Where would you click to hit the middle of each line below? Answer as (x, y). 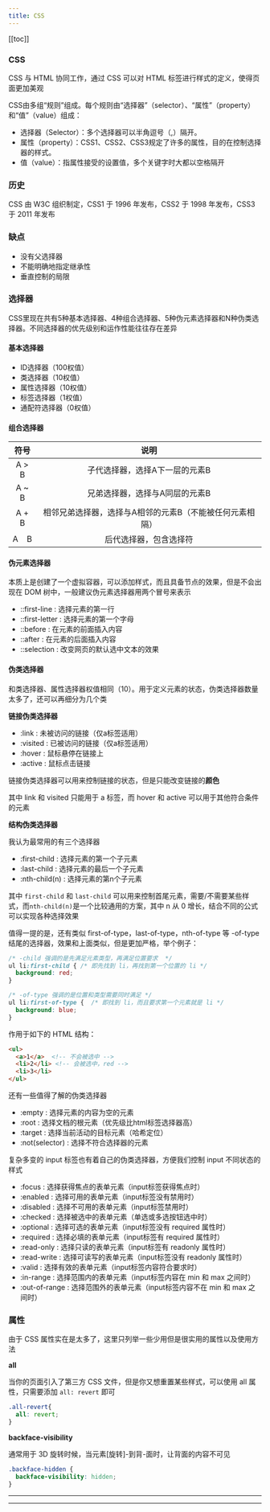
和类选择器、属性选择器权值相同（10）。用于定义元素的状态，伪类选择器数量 (133, 689)
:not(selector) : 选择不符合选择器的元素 (84, 1143)
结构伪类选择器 (33, 824)
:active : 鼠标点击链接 (55, 763)
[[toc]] (19, 39)
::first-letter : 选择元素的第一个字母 (77, 619)
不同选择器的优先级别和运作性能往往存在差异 (103, 328)
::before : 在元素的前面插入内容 (71, 629)
